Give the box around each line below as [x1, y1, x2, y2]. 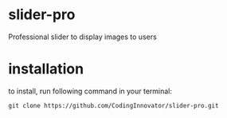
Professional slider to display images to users [8, 32, 157, 41]
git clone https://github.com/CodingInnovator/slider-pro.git [8, 101, 219, 109]
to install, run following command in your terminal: [8, 86, 173, 96]
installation [8, 60, 84, 78]
